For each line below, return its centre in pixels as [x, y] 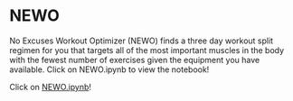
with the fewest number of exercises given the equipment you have [135, 60]
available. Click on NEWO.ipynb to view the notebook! [109, 69]
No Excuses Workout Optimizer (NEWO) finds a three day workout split [142, 41]
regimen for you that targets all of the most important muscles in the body [147, 50]
